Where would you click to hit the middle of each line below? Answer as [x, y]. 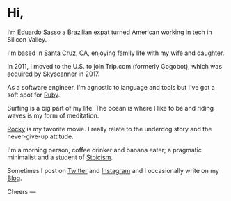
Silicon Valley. [27, 39]
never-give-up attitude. [41, 136]
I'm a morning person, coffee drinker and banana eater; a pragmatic [104, 150]
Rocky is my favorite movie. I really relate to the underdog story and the [110, 129]
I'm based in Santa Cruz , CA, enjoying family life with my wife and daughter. [116, 53]
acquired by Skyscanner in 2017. [54, 74]
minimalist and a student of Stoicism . [60, 157]
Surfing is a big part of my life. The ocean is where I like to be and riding [111, 108]
